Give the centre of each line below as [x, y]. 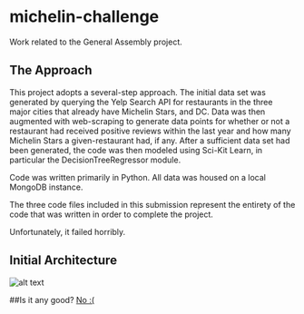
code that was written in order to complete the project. [111, 214]
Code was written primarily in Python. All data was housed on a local [137, 177]
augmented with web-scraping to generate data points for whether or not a [150, 121]
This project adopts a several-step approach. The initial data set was [137, 92]
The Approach [51, 70]
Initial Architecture [64, 260]
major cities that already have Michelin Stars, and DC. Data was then [137, 112]
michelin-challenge [84, 17]
